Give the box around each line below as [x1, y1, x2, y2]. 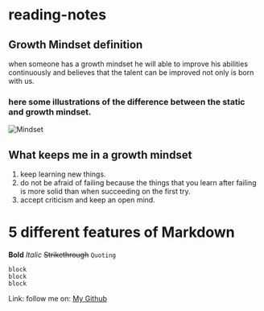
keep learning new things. [19, 169, 106, 179]
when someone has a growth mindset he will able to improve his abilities [8, 59, 248, 68]
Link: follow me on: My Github [8, 294, 107, 304]
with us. [8, 77, 35, 85]
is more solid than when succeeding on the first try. [19, 187, 191, 197]
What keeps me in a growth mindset [8, 147, 192, 162]
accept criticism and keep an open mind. [19, 195, 155, 205]
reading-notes [8, 6, 107, 24]
